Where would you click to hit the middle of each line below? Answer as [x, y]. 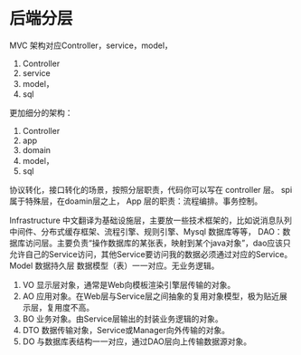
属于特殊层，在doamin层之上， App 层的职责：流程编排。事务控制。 [136, 201]
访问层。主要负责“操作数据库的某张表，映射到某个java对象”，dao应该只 [158, 243]
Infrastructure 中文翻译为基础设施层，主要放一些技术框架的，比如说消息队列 [150, 220]
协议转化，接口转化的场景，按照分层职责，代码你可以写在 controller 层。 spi [151, 189]
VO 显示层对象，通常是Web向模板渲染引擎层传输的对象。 [129, 284]
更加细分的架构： [41, 112]
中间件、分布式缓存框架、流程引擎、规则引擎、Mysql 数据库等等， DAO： [146, 231]
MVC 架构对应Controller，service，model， [91, 45]
